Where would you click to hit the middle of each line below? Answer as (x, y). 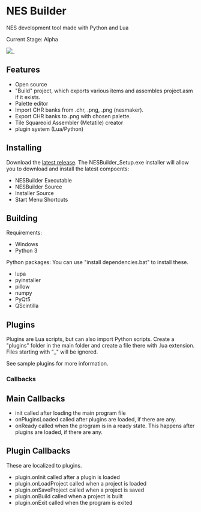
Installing (24, 148)
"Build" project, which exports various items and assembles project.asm (104, 91)
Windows (26, 244)
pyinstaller (28, 280)
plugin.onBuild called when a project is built (69, 496)
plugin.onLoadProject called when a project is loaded (81, 483)
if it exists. (28, 97)
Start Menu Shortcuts (41, 199)
